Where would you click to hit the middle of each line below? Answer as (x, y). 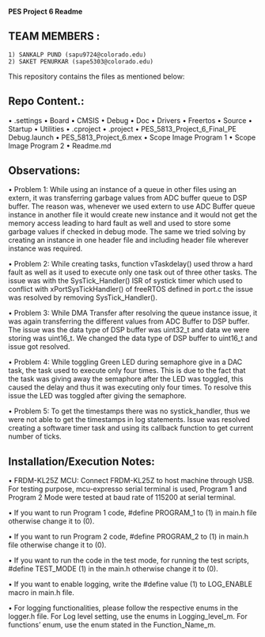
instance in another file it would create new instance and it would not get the (133, 215)
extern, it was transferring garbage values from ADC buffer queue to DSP (128, 198)
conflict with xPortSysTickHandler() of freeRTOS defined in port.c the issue (131, 290)
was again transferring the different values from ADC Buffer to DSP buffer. (129, 321)
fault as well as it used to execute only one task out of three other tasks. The (132, 272)
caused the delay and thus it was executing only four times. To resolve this (130, 387)
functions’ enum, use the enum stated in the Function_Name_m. (112, 625)
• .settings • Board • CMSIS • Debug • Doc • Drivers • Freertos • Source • (131, 120)
